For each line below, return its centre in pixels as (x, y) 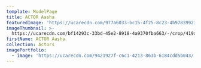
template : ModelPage (32, 12)
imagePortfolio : (26, 50)
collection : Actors (31, 45)
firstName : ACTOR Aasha (36, 39)
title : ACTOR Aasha (31, 17)
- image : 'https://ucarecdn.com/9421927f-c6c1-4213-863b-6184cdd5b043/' (104, 56)
